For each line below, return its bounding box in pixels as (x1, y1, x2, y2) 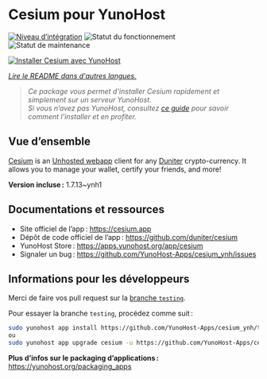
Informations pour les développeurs (8, 272, 190, 285)
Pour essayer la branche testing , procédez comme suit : (8, 308, 193, 319)
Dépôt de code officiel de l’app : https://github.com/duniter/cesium (19, 232, 238, 242)
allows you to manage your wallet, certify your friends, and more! (8, 164, 222, 174)
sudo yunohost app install (8, 324, 98, 332)
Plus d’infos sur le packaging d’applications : (8, 354, 159, 362)
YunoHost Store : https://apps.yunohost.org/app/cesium (19, 241, 203, 250)
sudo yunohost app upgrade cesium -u (8, 339, 133, 347)
